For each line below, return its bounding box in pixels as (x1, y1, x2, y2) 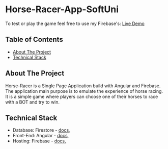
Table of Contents (5, 35, 64, 44)
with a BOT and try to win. (5, 98, 60, 105)
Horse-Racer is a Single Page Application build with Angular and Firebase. (5, 83, 161, 89)
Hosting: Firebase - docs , (12, 138, 66, 144)
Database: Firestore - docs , (12, 127, 70, 133)
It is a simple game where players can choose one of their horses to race (5, 93, 158, 100)
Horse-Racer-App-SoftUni (5, 4, 119, 15)
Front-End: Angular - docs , (12, 133, 69, 139)
